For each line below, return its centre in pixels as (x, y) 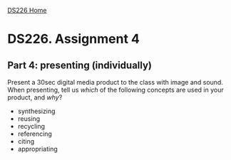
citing (26, 141)
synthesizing (36, 111)
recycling (31, 126)
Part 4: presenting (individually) (79, 65)
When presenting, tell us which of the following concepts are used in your (115, 90)
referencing (35, 134)
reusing (29, 119)
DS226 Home (27, 10)
